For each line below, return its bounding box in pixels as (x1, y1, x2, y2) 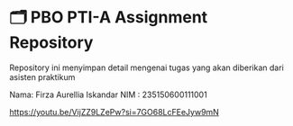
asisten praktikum (9, 71, 76, 82)
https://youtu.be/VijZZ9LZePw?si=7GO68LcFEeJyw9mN (9, 106, 219, 117)
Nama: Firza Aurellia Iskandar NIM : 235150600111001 (9, 89, 207, 100)
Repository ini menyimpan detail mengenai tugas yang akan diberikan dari (9, 62, 284, 73)
